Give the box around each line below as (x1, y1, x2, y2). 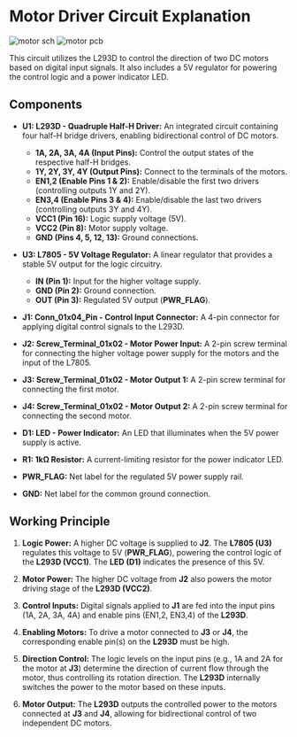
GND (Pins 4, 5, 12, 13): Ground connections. (34, 232, 199, 243)
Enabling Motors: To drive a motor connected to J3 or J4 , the (21, 626, 249, 637)
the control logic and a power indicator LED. (9, 71, 169, 81)
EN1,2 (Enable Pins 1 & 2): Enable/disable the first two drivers (34, 175, 259, 186)
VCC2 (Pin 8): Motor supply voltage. (34, 222, 169, 233)
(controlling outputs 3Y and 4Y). (34, 204, 153, 214)
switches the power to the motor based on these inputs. (21, 681, 226, 692)
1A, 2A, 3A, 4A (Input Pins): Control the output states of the (34, 147, 255, 158)
